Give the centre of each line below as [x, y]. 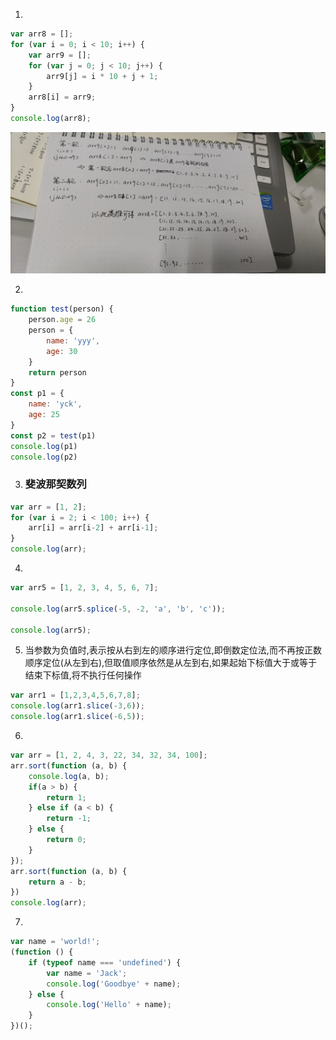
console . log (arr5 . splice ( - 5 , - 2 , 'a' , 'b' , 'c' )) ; [118, 609]
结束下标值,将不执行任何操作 [83, 675]
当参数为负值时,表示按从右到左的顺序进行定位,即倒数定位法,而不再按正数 [173, 650]
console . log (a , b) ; [69, 776]
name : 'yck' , [55, 404]
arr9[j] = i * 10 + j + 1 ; [102, 76]
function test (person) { [62, 309]
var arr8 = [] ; [42, 34]
